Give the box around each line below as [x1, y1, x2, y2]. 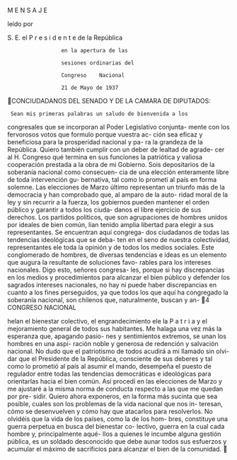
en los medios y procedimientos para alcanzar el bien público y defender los [7, 273, 230, 282]
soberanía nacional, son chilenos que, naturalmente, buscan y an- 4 [7, 296, 210, 304]
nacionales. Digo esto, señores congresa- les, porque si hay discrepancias [7, 265, 225, 274]
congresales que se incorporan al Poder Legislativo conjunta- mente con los [7, 123, 230, 131]
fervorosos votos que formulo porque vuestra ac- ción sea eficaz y [7, 130, 203, 139]
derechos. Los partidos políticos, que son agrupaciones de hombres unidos [7, 213, 228, 222]
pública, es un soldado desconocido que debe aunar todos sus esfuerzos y [7, 437, 227, 445]
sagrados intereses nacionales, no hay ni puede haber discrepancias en [7, 281, 217, 289]
